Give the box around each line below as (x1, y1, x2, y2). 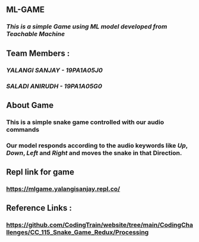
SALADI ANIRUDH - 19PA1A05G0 (6, 82, 102, 90)
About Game (6, 100, 54, 110)
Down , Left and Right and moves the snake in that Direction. (6, 148, 182, 157)
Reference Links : (6, 203, 72, 213)
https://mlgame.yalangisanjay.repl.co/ (6, 185, 121, 193)
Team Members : (6, 48, 70, 58)
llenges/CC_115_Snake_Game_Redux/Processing (6, 228, 149, 237)
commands (6, 125, 40, 133)
